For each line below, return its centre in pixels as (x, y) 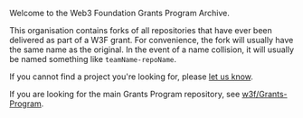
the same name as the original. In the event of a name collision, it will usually (152, 50)
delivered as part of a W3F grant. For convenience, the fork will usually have (151, 40)
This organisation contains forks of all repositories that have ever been (141, 30)
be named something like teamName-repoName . (93, 59)
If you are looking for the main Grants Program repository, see (125, 94)
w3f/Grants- (265, 94)
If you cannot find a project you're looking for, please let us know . (131, 77)
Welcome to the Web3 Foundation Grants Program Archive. (120, 13)
